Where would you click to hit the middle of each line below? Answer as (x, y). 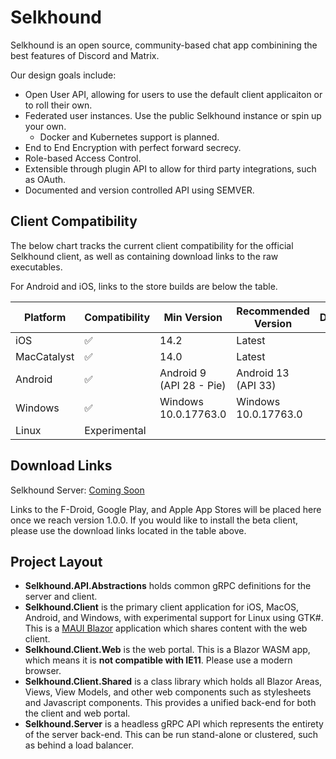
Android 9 (183, 373)
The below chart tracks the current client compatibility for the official (152, 245)
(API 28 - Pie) (193, 385)
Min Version (193, 317)
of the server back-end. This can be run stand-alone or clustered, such (171, 735)
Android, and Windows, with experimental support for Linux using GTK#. (174, 618)
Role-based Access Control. (83, 158)
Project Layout (56, 561)
